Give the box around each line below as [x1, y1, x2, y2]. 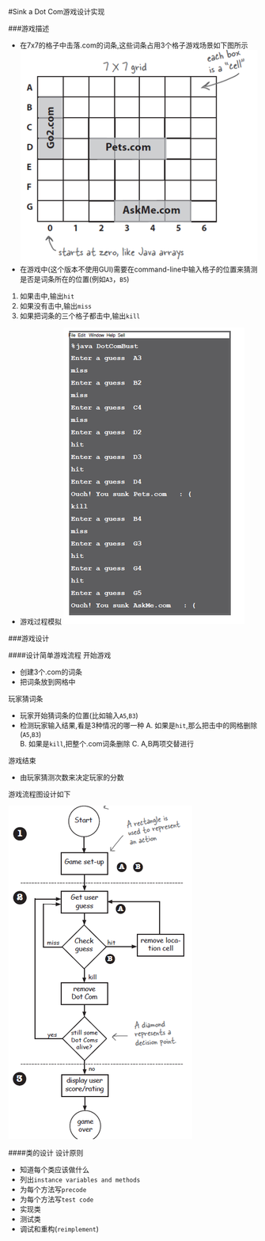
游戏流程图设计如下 [8, 790, 71, 799]
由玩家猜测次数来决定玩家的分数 [19, 772, 124, 782]
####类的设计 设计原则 [8, 1148, 84, 1158]
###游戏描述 [8, 24, 50, 33]
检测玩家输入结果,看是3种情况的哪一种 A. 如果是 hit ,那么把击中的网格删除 [19, 721, 258, 731]
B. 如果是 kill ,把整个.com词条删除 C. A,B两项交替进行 [19, 739, 195, 749]
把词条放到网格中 [19, 677, 76, 687]
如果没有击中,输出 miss [19, 302, 93, 311]
